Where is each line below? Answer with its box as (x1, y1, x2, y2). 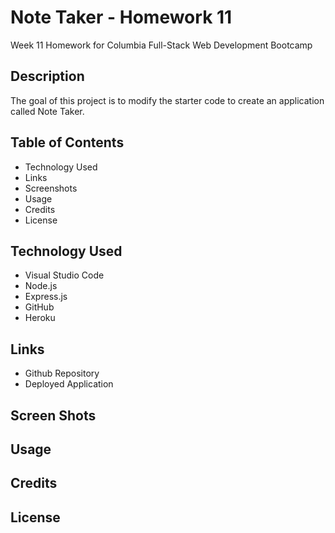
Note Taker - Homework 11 (10, 6, 233, 29)
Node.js (24, 280, 58, 292)
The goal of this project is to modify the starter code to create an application (10, 94, 325, 106)
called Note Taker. (10, 105, 85, 117)
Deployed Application (24, 378, 114, 390)
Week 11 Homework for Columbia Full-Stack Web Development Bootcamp (10, 39, 313, 51)
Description (10, 68, 85, 85)
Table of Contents (10, 134, 125, 151)
